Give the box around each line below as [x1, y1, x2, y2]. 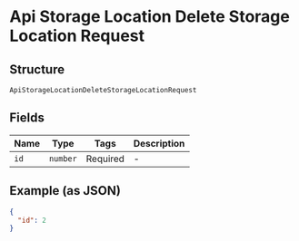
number [48, 153, 77, 164]
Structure [9, 62, 65, 77]
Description [133, 137, 185, 149]
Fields [9, 111, 45, 126]
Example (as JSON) [9, 183, 121, 198]
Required [85, 152, 125, 165]
